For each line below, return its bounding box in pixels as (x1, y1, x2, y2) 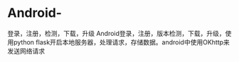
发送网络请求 (7, 46, 45, 55)
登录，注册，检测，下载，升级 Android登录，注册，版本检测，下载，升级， (7, 29, 225, 37)
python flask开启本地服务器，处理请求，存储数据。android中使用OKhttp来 (13, 37, 230, 46)
